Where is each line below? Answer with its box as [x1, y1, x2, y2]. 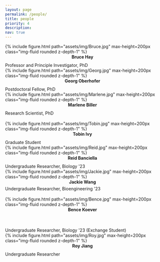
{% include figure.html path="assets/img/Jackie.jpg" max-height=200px [5, 169, 152, 175]
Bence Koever [68, 207, 97, 212]
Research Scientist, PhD [5, 110, 54, 116]
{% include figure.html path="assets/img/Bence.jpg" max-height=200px [5, 196, 152, 202]
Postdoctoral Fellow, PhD [5, 87, 55, 92]
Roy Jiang [72, 243, 93, 249]
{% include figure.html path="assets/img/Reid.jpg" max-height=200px [5, 145, 148, 150]
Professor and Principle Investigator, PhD [5, 62, 88, 68]
